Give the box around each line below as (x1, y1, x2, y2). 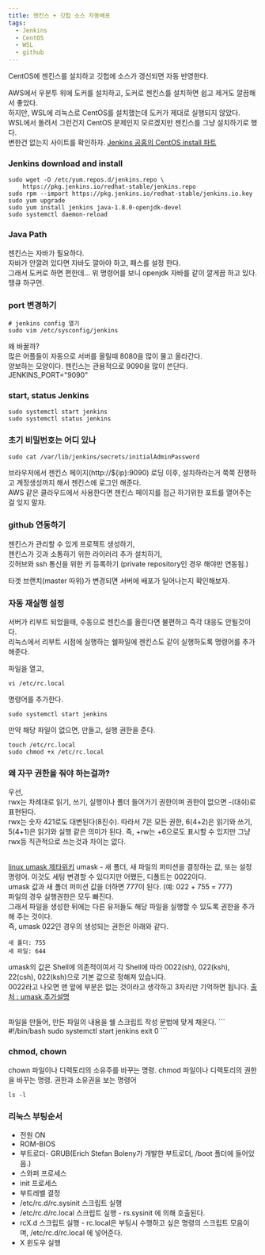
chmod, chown (8, 1046, 67, 1057)
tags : (8, 19, 26, 27)
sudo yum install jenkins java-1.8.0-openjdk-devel (8, 204, 182, 212)
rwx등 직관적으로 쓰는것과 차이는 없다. (8, 837, 127, 846)
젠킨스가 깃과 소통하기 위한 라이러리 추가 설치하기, (8, 549, 163, 558)
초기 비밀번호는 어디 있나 (8, 435, 97, 446)
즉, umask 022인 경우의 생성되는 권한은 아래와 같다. (8, 922, 168, 931)
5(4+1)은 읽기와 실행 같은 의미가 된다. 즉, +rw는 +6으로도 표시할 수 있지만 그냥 (8, 827, 251, 837)
